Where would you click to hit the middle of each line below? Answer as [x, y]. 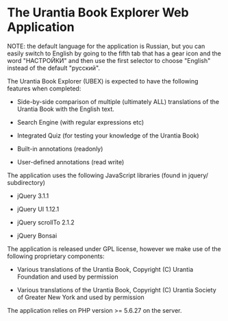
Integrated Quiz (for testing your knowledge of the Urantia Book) [108, 136]
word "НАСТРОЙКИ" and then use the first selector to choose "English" [109, 60]
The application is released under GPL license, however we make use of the [114, 248]
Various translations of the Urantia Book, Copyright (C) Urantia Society [117, 290]
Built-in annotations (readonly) [60, 149]
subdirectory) [26, 182]
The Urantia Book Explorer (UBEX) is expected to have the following [103, 81]
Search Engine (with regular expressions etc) [80, 122]
